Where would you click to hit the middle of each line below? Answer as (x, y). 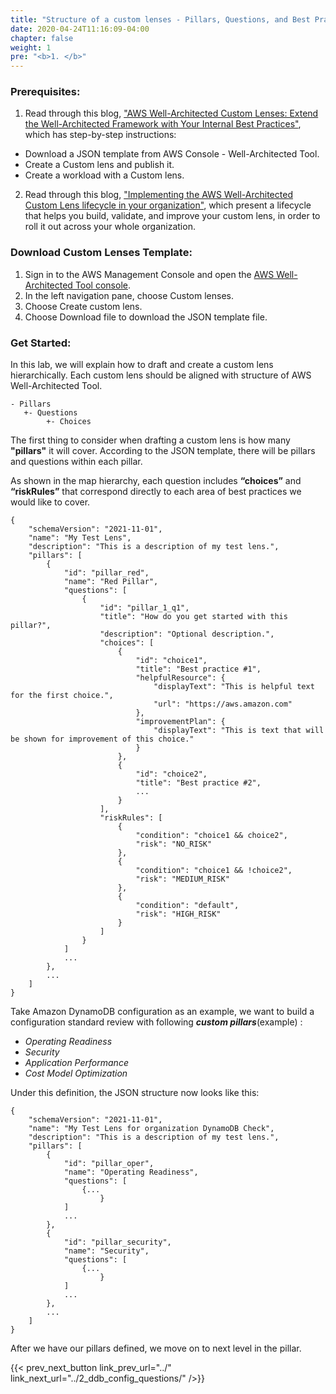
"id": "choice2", (171, 774)
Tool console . (102, 285)
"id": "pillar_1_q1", (144, 608)
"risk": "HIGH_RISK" (178, 914)
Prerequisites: (45, 92)
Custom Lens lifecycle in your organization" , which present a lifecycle (168, 205)
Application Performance (76, 1063)
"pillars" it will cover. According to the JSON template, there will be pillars (163, 451)
